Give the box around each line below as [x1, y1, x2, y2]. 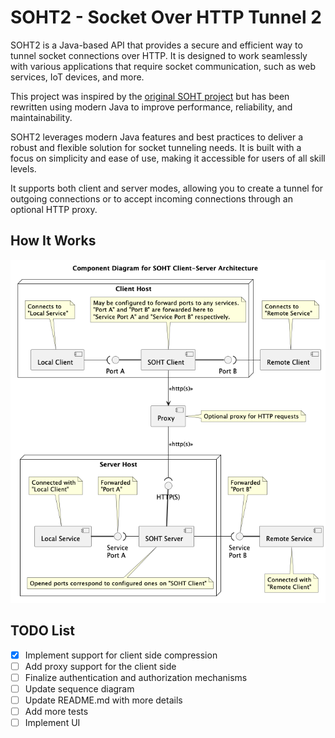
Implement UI [24, 717, 81, 729]
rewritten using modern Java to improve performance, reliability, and [10, 101, 293, 113]
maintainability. [10, 111, 73, 123]
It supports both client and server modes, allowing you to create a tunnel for [10, 182, 324, 194]
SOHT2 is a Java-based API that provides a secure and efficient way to [10, 39, 303, 51]
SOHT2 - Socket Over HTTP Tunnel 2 [10, 6, 322, 29]
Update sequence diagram [24, 682, 135, 695]
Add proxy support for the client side [24, 660, 177, 672]
